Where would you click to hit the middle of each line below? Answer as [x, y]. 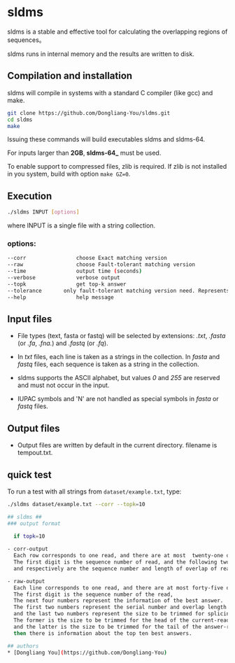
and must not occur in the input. [63, 385]
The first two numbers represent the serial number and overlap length [120, 607]
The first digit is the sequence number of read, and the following [115, 562]
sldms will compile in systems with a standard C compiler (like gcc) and [110, 92]
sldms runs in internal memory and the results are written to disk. [101, 54]
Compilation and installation [70, 76]
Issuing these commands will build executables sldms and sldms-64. [106, 139]
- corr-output [28, 549]
